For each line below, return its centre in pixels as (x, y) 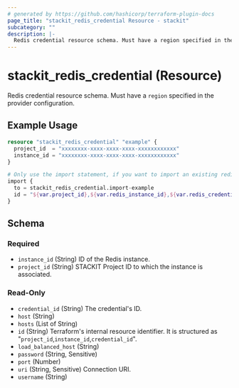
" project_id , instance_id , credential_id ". (77, 339)
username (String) (42, 377)
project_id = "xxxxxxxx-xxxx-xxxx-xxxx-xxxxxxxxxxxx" (97, 148)
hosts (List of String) (48, 323)
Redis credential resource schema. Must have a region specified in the (111, 96)
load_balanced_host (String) (58, 346)
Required (23, 244)
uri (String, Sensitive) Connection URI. (74, 369)
